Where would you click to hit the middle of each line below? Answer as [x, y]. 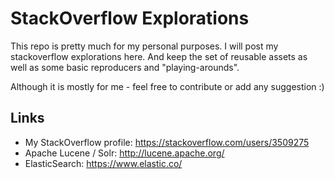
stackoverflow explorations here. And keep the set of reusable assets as [159, 56]
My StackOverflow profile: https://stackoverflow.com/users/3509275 [167, 142]
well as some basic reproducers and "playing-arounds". [125, 67]
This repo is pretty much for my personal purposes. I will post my [144, 46]
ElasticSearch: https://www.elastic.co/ [103, 163]
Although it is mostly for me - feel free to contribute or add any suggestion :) [167, 86]
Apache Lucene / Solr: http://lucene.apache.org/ [124, 153]
